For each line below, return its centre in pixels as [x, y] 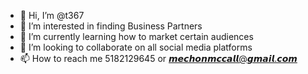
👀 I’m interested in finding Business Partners [111, 26]
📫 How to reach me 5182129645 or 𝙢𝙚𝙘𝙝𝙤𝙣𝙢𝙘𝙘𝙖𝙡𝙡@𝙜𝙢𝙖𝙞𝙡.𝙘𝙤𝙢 [158, 58]
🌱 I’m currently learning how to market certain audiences [136, 36]
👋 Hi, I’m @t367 [52, 15]
